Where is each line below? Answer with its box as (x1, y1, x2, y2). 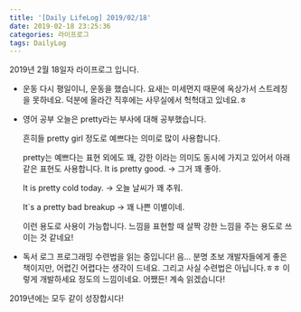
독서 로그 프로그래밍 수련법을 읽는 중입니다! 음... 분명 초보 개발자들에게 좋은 (22, 252, 287, 262)
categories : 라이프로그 (9, 30, 89, 39)
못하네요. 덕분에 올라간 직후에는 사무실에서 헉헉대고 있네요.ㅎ (32, 95, 248, 106)
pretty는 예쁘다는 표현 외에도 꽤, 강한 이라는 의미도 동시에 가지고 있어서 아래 (22, 152, 291, 163)
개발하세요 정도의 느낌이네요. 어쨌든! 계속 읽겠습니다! (39, 274, 226, 285)
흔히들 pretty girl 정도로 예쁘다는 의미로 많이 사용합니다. (22, 133, 221, 144)
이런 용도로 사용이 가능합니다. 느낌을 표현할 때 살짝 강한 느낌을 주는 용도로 (22, 221, 283, 232)
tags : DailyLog (9, 38, 67, 48)
